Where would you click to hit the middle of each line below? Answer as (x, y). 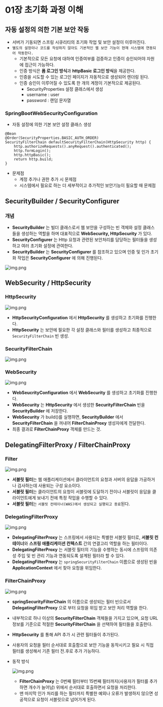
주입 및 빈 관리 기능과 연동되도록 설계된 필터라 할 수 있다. (71, 556)
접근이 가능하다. (40, 65)
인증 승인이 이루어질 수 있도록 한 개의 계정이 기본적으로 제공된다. (80, 83)
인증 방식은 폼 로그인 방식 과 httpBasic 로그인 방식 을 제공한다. (77, 71)
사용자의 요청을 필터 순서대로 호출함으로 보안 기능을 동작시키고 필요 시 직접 (83, 645)
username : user (43, 95)
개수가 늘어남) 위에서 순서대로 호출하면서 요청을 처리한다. (83, 687)
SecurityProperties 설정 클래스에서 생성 (65, 89)
